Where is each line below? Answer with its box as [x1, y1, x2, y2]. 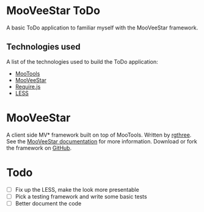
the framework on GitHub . [6, 144, 72, 151]
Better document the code [15, 200, 82, 207]
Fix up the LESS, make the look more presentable [15, 186, 139, 193]
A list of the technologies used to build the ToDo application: [6, 58, 158, 65]
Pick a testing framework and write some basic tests [15, 192, 148, 200]
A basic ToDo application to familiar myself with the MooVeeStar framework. [6, 24, 199, 31]
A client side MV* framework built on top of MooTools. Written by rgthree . [6, 131, 192, 138]
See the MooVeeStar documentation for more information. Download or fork [6, 137, 197, 145]
